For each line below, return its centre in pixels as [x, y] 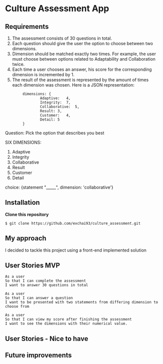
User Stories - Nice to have [47, 338]
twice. [18, 64]
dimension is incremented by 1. [43, 75]
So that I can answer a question [39, 298]
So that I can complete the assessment [46, 281]
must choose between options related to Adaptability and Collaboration [84, 59]
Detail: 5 [50, 120]
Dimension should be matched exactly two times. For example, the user [84, 54]
